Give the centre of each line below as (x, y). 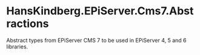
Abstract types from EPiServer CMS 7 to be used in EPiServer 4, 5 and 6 (96, 40)
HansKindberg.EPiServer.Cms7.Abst (100, 11)
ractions (28, 24)
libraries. (17, 47)
